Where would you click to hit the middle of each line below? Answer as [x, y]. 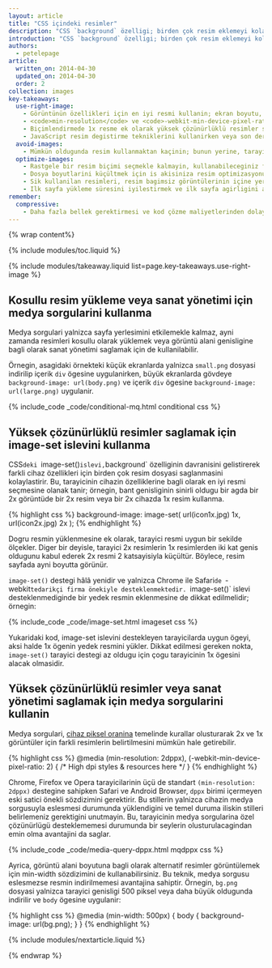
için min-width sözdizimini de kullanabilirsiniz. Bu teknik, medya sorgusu [129, 874]
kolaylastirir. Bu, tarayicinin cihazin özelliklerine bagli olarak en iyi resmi [127, 482]
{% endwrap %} [35, 955]
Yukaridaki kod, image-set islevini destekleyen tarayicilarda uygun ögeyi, [130, 638]
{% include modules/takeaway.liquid [69, 266]
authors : [23, 46]
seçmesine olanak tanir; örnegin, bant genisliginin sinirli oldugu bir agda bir [134, 490]
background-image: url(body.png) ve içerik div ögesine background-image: [132, 382]
